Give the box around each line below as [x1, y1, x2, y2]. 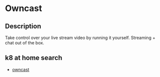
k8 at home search [5, 54, 63, 62]
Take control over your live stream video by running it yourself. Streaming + [5, 35, 156, 40]
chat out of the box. [5, 40, 45, 46]
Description [5, 22, 41, 30]
